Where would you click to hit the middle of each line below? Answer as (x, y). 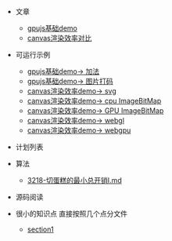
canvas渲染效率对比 (59, 38)
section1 (40, 229)
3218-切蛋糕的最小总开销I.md (75, 180)
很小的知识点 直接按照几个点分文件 (71, 214)
